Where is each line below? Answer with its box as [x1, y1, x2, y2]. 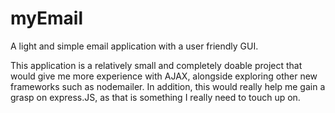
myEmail [10, 7, 83, 30]
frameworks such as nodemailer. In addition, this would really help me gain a [10, 80, 326, 92]
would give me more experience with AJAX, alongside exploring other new [10, 70, 318, 82]
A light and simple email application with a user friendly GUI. [10, 40, 259, 52]
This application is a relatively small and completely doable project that [10, 59, 303, 71]
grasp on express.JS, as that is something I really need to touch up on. [10, 91, 301, 103]
